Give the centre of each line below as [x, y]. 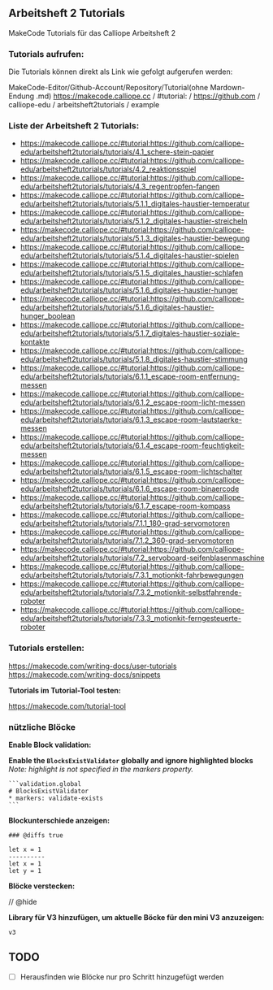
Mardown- [227, 88]
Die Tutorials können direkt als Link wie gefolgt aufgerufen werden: [121, 72]
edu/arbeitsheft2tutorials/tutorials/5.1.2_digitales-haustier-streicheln [134, 221]
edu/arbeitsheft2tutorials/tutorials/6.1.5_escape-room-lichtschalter [131, 471]
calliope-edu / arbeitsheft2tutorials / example [84, 105]
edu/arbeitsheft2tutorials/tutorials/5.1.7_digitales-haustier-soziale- [130, 333]
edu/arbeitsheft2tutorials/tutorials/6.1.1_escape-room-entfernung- [130, 376]
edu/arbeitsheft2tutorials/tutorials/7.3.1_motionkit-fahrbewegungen [132, 575]
